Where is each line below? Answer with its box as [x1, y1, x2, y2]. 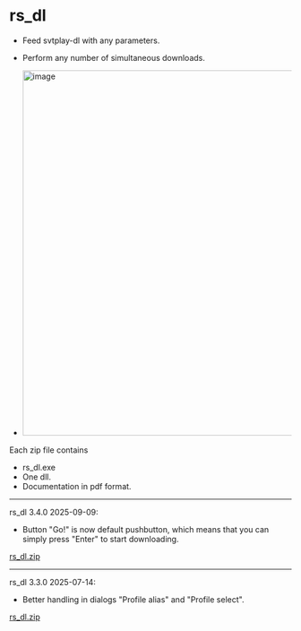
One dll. [21, 471, 52, 482]
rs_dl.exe [21, 462, 56, 472]
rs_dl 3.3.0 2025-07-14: [9, 576, 97, 587]
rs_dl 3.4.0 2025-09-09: [9, 506, 99, 517]
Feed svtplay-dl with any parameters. [21, 35, 160, 46]
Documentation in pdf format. [21, 480, 132, 491]
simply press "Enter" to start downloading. [21, 533, 179, 544]
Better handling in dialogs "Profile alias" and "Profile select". [21, 593, 245, 605]
